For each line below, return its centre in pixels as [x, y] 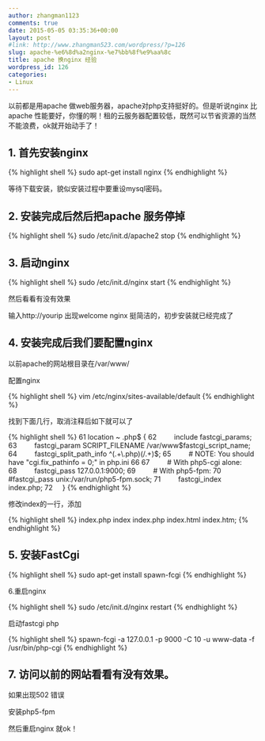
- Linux [21, 82]
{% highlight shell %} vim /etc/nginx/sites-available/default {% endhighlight [131, 396]
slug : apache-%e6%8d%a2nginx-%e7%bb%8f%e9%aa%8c [90, 52]
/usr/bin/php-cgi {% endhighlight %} [68, 647]
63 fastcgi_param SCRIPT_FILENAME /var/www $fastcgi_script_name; [129, 445]
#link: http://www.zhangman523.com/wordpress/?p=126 [97, 45]
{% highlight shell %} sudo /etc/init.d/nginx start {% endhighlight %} [120, 282]
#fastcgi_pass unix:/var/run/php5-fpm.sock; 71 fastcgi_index [115, 479]
